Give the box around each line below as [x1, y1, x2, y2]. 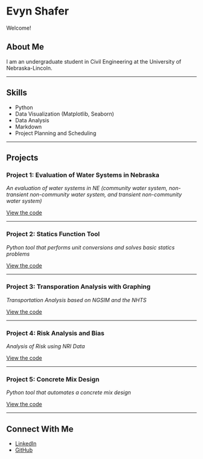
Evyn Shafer [6, 4, 69, 18]
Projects [6, 153, 39, 163]
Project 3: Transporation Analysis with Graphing [6, 283, 151, 291]
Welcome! [6, 24, 31, 31]
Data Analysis [14, 116, 50, 124]
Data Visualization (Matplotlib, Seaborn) [14, 110, 115, 117]
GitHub [14, 446, 33, 454]
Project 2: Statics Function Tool [6, 230, 100, 239]
